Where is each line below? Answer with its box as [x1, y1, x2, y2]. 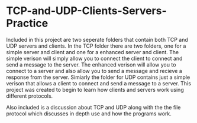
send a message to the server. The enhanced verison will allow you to [6, 61, 176, 68]
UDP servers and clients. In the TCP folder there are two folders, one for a [6, 42, 186, 49]
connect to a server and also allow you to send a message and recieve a [6, 67, 182, 74]
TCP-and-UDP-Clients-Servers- [6, 4, 167, 18]
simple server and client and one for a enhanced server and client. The [6, 48, 179, 55]
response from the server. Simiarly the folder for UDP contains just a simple [6, 74, 190, 81]
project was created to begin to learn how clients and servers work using [6, 86, 185, 93]
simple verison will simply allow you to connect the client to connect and [6, 55, 183, 62]
